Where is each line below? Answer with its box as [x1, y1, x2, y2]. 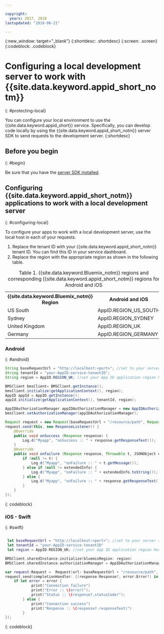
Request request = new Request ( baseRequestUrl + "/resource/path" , [5, 420, 145, 425]
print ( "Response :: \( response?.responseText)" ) [31, 606, 132, 611]
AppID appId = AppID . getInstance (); [5, 393, 80, 398]
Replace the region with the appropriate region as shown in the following [12, 254, 159, 260]
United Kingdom [7, 323, 45, 329]
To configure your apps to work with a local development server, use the [5, 229, 151, 235]
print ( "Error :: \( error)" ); [31, 588, 91, 593]
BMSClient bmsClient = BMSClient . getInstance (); [5, 384, 104, 389]
